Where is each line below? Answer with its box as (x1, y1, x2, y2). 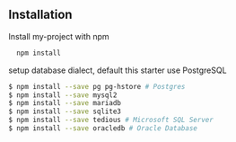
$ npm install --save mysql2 (8, 90, 118, 100)
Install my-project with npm (8, 31, 109, 41)
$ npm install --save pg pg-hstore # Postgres (8, 82, 186, 91)
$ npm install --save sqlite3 (8, 107, 122, 116)
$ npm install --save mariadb (8, 99, 122, 108)
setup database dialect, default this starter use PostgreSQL (8, 65, 227, 75)
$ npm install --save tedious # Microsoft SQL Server (8, 116, 214, 125)
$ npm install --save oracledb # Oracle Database (8, 124, 198, 133)
